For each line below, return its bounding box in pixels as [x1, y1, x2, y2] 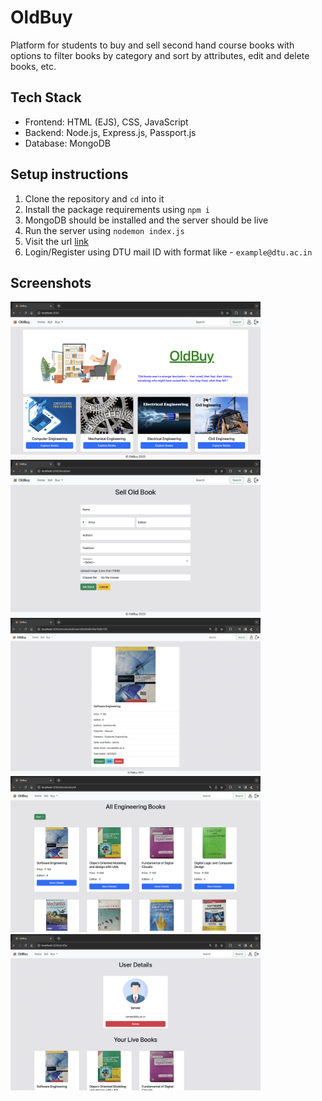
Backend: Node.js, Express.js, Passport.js [24, 126, 197, 138]
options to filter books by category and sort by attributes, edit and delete [10, 49, 310, 61]
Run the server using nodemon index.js [24, 224, 185, 236]
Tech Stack [10, 89, 82, 106]
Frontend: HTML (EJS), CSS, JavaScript [24, 116, 189, 128]
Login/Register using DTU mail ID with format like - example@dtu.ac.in [24, 246, 313, 258]
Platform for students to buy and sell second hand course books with [10, 39, 295, 51]
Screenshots [10, 274, 92, 291]
